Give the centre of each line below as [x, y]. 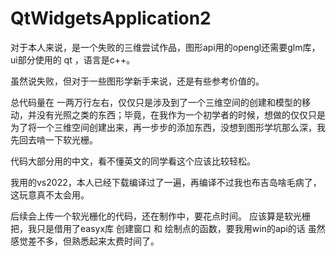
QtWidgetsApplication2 [111, 18]
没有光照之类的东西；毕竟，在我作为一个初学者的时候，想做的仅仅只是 [181, 114]
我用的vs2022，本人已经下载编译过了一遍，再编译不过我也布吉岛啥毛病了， [166, 182]
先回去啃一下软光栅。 [54, 139]
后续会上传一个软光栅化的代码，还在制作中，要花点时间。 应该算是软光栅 [160, 216]
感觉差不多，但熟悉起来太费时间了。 [85, 241]
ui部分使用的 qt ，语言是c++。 [73, 59]
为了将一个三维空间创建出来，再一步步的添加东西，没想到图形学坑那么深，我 [168, 127]
